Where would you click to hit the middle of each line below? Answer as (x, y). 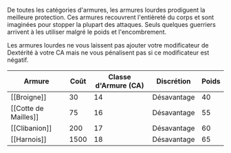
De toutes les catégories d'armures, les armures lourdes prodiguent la (106, 10)
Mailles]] (25, 117)
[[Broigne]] (29, 97)
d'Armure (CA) (120, 85)
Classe (120, 77)
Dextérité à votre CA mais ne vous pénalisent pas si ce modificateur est (108, 52)
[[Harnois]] (29, 139)
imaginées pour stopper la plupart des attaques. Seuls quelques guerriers (112, 24)
